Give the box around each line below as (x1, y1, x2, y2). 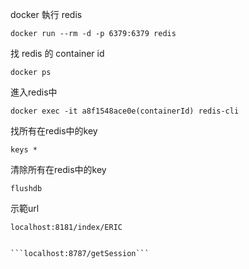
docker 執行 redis (10, 9, 83, 20)
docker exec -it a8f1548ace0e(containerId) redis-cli (10, 106, 240, 116)
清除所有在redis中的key (10, 164, 107, 175)
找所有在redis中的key (10, 125, 98, 137)
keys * (10, 145, 38, 155)
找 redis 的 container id (10, 48, 105, 59)
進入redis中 (10, 86, 58, 98)
